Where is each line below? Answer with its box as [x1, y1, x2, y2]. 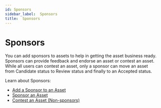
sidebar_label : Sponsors [5, 12, 57, 16]
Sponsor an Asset [12, 93, 48, 98]
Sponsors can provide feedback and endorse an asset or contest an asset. [5, 58, 155, 64]
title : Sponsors [5, 16, 40, 21]
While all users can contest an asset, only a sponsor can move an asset [5, 63, 148, 69]
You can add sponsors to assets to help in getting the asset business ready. [5, 53, 157, 59]
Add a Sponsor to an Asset [12, 87, 66, 93]
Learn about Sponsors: [5, 78, 51, 84]
